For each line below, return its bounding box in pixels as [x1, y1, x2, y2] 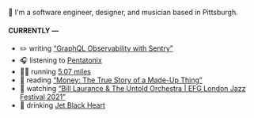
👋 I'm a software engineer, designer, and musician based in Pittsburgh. [8, 8, 239, 17]
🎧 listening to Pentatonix [19, 55, 103, 65]
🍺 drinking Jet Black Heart [19, 101, 105, 110]
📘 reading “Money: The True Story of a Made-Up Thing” [19, 75, 203, 85]
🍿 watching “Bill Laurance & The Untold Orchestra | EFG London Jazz [19, 84, 246, 93]
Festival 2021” [19, 92, 66, 102]
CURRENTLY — [8, 25, 59, 35]
